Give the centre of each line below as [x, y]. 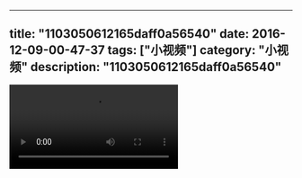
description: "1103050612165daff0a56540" [156, 67]
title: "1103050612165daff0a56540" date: [129, 34]
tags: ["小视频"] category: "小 [192, 50]
